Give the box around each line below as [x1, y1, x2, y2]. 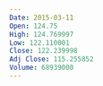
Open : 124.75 [9, 21, 58, 30]
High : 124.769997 [9, 30, 74, 39]
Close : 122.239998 [9, 47, 78, 56]
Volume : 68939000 [9, 64, 74, 73]
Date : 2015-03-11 [9, 13, 74, 22]
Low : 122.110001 [9, 38, 70, 47]
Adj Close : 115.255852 [9, 55, 94, 64]
